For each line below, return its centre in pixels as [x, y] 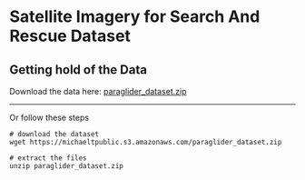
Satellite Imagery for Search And [135, 17]
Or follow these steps [49, 117]
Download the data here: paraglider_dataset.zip [98, 91]
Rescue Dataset [70, 36]
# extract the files [49, 158]
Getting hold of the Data [79, 70]
